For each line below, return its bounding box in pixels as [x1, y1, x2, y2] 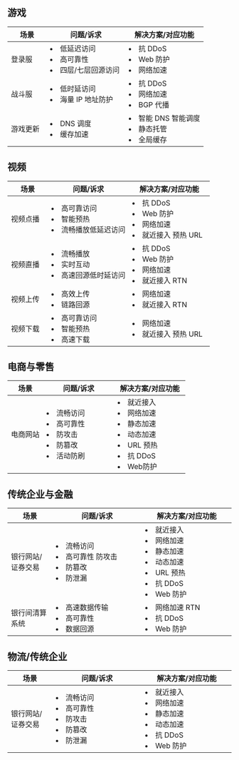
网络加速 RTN [155, 602, 201, 612]
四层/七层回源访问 [60, 65, 120, 75]
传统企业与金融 [7, 488, 73, 500]
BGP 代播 [138, 99, 169, 109]
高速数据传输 [65, 602, 109, 612]
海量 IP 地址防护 [60, 94, 114, 104]
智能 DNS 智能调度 [138, 113, 201, 123]
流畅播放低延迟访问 [61, 224, 126, 234]
